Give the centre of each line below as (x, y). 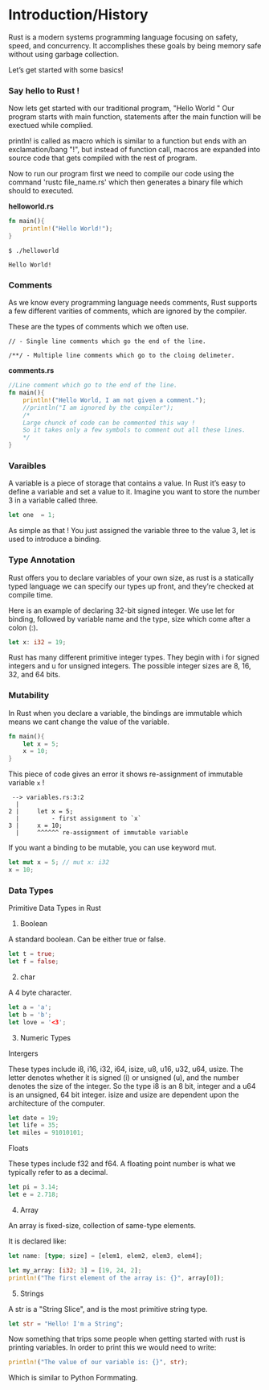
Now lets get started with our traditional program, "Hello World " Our (121, 108)
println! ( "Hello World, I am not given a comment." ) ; (114, 400)
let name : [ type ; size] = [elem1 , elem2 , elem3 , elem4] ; (106, 1256)
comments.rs (31, 370)
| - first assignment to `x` (79, 819)
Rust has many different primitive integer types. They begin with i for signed (134, 657)
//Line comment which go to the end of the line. (93, 385)
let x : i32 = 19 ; (37, 642)
